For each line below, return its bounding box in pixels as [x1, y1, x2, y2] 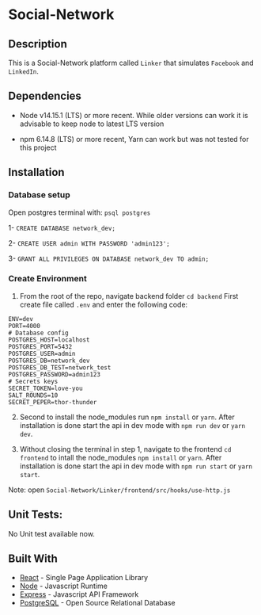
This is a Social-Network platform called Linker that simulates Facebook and [8, 58, 255, 67]
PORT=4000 [8, 322, 41, 330]
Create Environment [8, 273, 87, 285]
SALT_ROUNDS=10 [8, 391, 59, 399]
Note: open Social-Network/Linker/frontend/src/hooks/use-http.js [8, 485, 231, 495]
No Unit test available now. [8, 529, 95, 538]
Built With [8, 552, 58, 565]
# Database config [8, 329, 69, 337]
